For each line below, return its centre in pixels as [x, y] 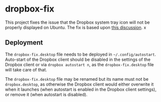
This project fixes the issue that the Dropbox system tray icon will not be [77, 22]
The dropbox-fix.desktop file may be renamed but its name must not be [77, 79]
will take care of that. [26, 70]
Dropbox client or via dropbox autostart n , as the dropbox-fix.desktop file [80, 64]
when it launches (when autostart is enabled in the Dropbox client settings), [81, 89]
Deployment [24, 43]
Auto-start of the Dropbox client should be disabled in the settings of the [78, 59]
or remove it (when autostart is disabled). [46, 94]
